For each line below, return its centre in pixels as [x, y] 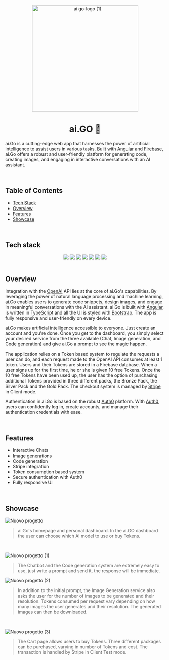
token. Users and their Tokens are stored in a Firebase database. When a [81, 365]
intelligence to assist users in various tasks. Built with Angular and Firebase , [84, 149]
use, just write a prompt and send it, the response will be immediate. [89, 571]
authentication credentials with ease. [44, 412]
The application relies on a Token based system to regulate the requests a [82, 354]
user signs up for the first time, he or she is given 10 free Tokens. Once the [83, 370]
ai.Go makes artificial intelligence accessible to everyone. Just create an [80, 328]
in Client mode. [21, 392]
